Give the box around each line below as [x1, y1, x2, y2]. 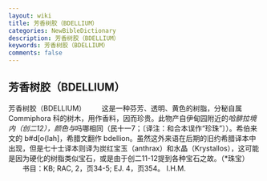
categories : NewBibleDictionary [8, 26, 116, 34]
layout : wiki [8, 11, 52, 20]
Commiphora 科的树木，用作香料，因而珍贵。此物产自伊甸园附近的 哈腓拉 [8, 113, 250, 123]
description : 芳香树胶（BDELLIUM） [8, 34, 120, 42]
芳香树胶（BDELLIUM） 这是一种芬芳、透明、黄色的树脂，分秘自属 [8, 103, 243, 113]
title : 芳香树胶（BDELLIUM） [8, 19, 99, 27]
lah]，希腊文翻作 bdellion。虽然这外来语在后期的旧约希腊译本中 [47, 133, 257, 143]
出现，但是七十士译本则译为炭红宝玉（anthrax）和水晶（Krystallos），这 [8, 143, 245, 153]
